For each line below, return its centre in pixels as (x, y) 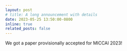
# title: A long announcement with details (51, 15)
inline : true (19, 24)
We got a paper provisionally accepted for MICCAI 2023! (64, 43)
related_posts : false (28, 29)
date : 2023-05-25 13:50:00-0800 (39, 19)
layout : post (19, 10)
